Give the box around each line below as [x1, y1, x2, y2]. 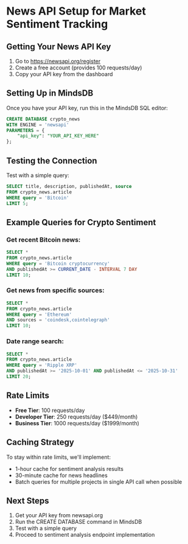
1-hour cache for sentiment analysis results [15, 465, 124, 472]
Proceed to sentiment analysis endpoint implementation [15, 531, 155, 539]
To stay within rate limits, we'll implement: [6, 453, 111, 461]
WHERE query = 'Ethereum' [6, 312, 72, 318]
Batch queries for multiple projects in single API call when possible [15, 478, 183, 485]
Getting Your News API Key [6, 41, 111, 52]
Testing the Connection [6, 155, 97, 166]
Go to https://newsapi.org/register [15, 58, 101, 65]
